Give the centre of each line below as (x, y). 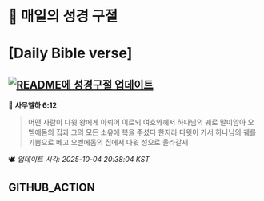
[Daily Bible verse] (70, 53)
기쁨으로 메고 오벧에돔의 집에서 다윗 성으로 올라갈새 (108, 142)
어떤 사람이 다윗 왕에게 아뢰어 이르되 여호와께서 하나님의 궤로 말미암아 (137, 122)
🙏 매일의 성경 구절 (63, 16)
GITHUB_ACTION (52, 187)
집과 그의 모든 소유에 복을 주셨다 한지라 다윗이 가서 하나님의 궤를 (156, 132)
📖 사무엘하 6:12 (33, 105)
